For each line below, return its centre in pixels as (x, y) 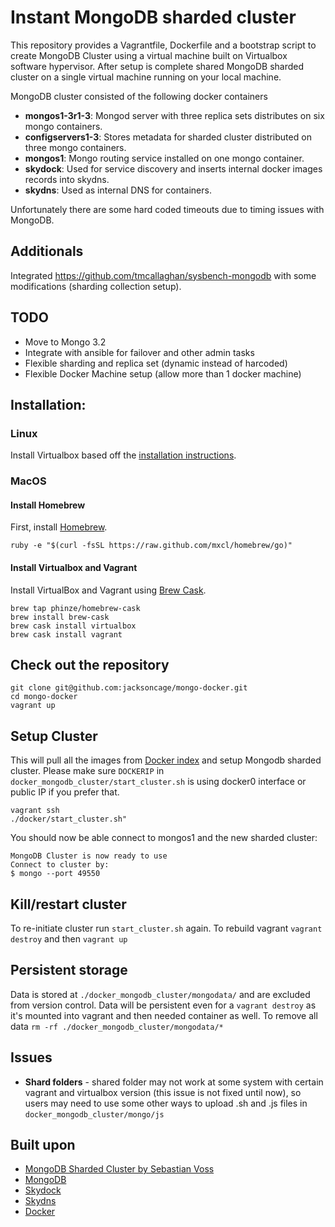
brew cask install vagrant (66, 634)
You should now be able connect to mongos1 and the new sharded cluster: (164, 838)
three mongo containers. (75, 147)
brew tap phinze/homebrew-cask (75, 608)
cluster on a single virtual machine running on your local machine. (146, 77)
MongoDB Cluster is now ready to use (89, 856)
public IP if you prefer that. (65, 792)
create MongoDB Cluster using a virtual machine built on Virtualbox (149, 55)
